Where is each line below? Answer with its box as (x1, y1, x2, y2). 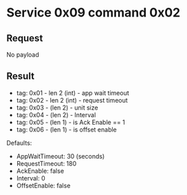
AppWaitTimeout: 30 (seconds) (16, 152, 105, 160)
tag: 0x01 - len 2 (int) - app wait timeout (16, 88, 130, 97)
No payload (6, 50, 39, 59)
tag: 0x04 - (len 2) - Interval (16, 110, 96, 119)
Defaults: (6, 138, 32, 147)
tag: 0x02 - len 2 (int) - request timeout (16, 96, 128, 104)
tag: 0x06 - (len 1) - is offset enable (16, 125, 118, 134)
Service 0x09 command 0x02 (6, 5, 181, 21)
